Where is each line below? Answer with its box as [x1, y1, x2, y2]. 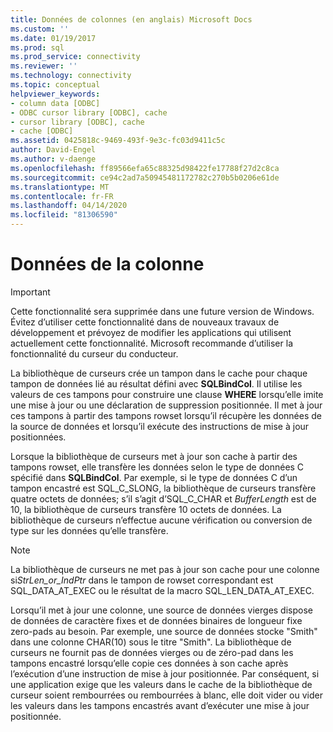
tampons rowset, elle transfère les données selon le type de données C [10, 461, 305, 473]
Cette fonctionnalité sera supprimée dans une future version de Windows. [10, 305, 315, 317]
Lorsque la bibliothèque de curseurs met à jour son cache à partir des [10, 450, 298, 462]
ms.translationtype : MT [10, 182, 110, 192]
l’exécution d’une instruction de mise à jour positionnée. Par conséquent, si [10, 667, 320, 680]
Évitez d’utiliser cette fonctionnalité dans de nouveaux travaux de [10, 316, 280, 328]
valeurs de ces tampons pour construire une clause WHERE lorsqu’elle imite [10, 388, 324, 400]
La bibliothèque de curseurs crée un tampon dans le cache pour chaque [10, 367, 308, 379]
